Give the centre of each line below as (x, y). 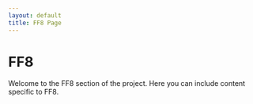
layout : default (35, 15)
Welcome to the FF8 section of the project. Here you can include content (127, 84)
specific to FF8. (34, 92)
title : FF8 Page (35, 23)
